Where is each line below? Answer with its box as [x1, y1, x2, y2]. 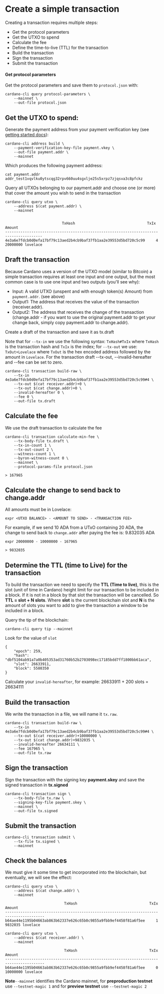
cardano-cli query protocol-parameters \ [5, 92, 91, 97]
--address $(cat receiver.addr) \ [14, 935, 84, 940]
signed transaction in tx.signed [5, 782, 68, 788]
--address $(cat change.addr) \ [14, 888, 80, 893]
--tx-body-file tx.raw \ [14, 796, 64, 800]
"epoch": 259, [14, 649, 42, 654]
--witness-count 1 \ [14, 451, 56, 456]
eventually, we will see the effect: [5, 875, 72, 881]
